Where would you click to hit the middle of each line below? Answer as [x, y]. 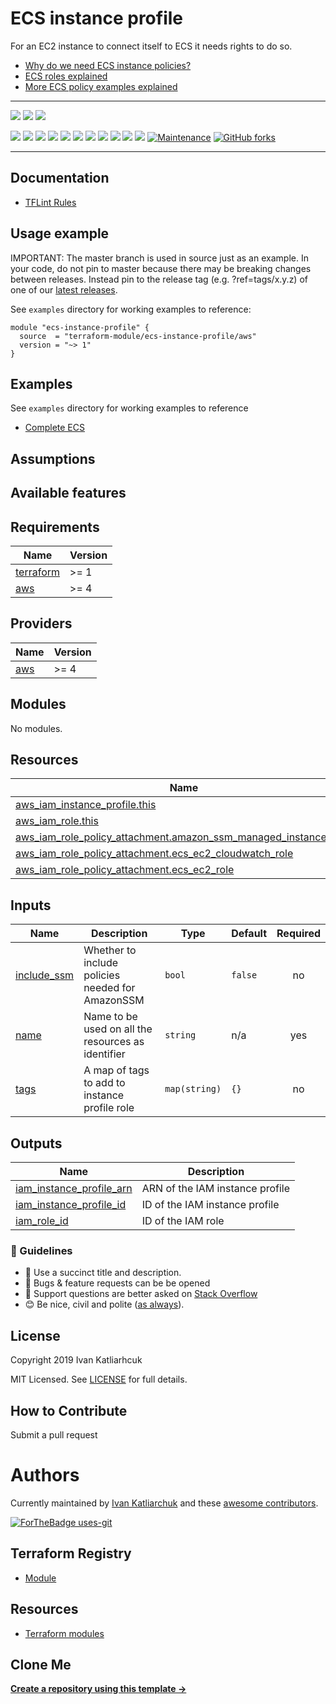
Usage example [60, 233]
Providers [41, 623]
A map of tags [116, 1070]
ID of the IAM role [183, 1221]
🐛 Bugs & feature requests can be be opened [117, 1283]
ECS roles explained [66, 76]
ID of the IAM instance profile [210, 1205]
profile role [109, 1108]
